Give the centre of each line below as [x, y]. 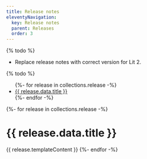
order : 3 [22, 34]
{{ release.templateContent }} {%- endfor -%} [62, 150]
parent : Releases [33, 28]
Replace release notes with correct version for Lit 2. [78, 62]
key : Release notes [36, 23]
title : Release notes [33, 12]
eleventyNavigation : [32, 17]
